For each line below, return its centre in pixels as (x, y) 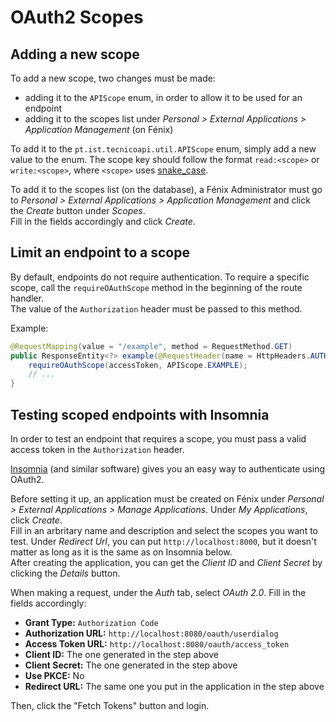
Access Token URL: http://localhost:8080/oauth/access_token (157, 644)
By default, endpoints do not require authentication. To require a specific (160, 277)
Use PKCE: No (54, 675)
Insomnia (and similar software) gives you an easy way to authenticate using (168, 469)
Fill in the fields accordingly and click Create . (103, 221)
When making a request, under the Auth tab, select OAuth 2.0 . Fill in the (158, 592)
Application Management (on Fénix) (99, 129)
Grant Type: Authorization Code (91, 622)
